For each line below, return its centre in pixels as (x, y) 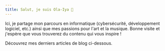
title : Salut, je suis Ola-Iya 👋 (39, 9)
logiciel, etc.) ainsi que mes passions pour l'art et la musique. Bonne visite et (82, 28)
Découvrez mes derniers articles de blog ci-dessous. (59, 43)
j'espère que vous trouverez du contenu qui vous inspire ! (63, 34)
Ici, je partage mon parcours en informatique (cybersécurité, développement (82, 23)
